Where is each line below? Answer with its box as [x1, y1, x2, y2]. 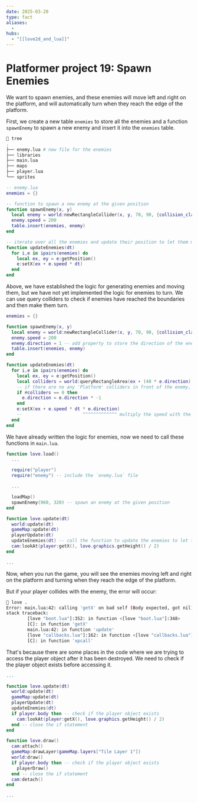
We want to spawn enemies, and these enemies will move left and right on [6, 93, 187, 101]
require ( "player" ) [11, 467, 57, 473]
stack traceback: [6, 610, 49, 616]
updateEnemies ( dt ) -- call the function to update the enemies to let [11, 538, 189, 544]
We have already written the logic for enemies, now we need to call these [6, 433, 184, 440]
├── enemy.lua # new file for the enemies [6, 146, 112, 153]
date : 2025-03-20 [6, 8, 49, 15]
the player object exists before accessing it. [6, 661, 112, 668]
